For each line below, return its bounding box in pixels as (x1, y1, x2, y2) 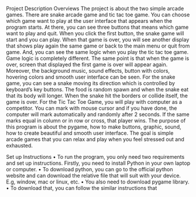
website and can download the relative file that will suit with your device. (6, 172, 181, 179)
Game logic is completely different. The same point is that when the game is (6, 55, 190, 62)
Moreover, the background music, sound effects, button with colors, (6, 67, 170, 74)
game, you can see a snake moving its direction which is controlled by (6, 80, 176, 87)
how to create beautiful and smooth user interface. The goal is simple (6, 130, 174, 137)
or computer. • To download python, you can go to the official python (6, 166, 173, 172)
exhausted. (6, 142, 33, 149)
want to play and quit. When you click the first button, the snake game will (6, 30, 184, 37)
